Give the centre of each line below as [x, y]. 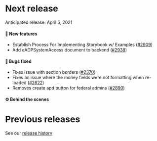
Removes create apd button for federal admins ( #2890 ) [68, 88]
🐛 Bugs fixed [18, 61]
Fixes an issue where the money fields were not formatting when [78, 78]
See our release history [29, 133]
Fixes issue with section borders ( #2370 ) [54, 72]
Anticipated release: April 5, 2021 [39, 22]
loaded [19, 83]
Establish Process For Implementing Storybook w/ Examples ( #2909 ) [82, 45]
